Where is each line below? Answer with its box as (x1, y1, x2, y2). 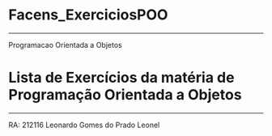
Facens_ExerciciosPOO (8, 6, 168, 24)
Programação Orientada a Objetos (8, 86, 242, 104)
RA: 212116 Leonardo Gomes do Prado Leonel (8, 120, 160, 130)
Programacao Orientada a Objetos (8, 40, 123, 49)
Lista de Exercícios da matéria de (8, 69, 235, 87)
